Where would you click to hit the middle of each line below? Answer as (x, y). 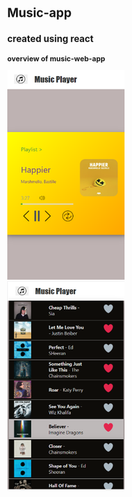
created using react (50, 39)
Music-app (39, 13)
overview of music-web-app (56, 59)
